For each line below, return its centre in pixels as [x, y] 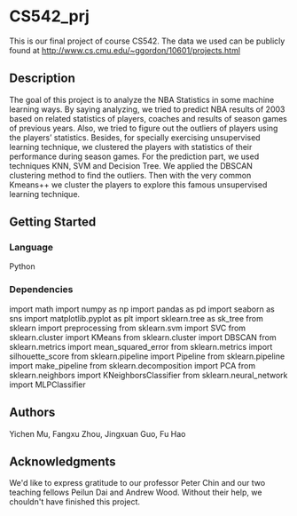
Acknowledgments [63, 461]
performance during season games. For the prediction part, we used [134, 156]
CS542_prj [50, 16]
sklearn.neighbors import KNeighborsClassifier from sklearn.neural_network [148, 375]
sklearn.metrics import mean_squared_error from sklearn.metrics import [141, 346]
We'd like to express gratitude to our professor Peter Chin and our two [137, 483]
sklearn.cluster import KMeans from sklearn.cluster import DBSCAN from [143, 337]
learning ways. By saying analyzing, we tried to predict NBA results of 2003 [147, 109]
